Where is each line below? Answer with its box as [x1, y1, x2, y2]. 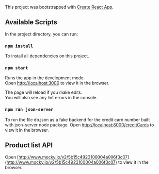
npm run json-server [5, 107, 54, 112]
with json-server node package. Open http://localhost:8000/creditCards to [5, 122, 154, 128]
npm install [5, 43, 33, 49]
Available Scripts [5, 18, 57, 26]
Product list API [5, 141, 53, 150]
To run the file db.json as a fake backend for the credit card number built [5, 117, 150, 122]
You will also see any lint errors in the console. [5, 95, 98, 101]
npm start [5, 65, 28, 71]
